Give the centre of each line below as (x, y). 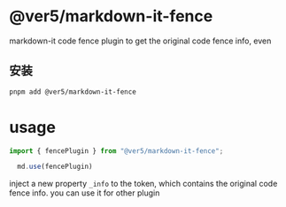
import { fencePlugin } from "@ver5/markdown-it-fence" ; (116, 151)
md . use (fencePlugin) (55, 167)
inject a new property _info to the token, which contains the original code (143, 184)
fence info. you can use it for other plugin (85, 193)
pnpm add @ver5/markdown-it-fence (73, 92)
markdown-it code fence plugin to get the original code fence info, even (140, 41)
